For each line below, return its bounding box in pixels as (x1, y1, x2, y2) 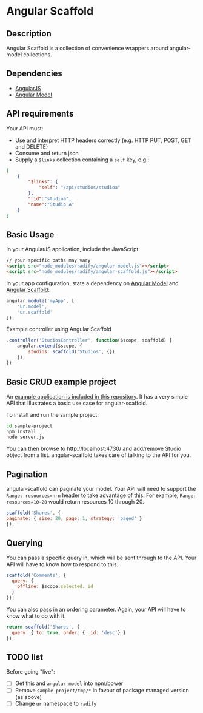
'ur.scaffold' (17, 309, 53, 315)
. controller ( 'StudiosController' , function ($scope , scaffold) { (6, 337, 172, 343)
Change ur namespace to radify (15, 700, 97, 708)
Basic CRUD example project (6, 377, 117, 387)
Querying (6, 538, 43, 549)
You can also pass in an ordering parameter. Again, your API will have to (6, 606, 186, 613)
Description (6, 29, 52, 39)
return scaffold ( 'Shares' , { (6, 624, 80, 630)
